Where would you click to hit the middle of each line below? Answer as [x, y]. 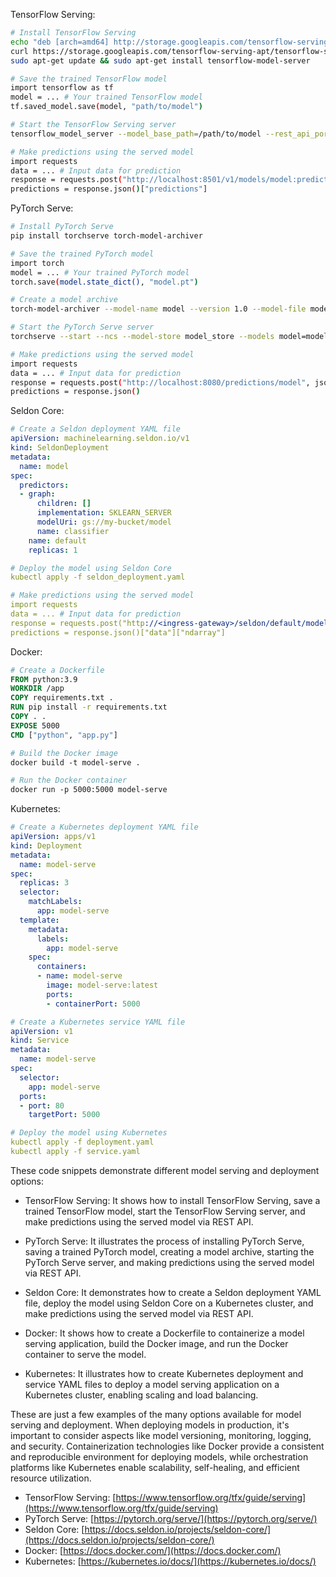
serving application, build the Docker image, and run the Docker [156, 1343]
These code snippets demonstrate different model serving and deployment [165, 1170]
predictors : [44, 485]
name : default [57, 540]
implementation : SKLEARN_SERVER [104, 513]
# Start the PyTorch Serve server [82, 327]
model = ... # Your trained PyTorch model [100, 272]
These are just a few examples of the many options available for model [156, 1414]
